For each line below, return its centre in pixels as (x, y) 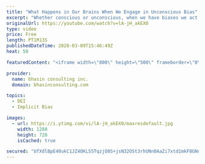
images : (16, 118)
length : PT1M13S (27, 40)
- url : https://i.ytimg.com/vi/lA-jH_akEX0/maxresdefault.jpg (92, 123)
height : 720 (32, 135)
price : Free (21, 35)
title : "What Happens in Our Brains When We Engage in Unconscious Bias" (102, 12)
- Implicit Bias (32, 107)
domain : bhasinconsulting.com (50, 85)
